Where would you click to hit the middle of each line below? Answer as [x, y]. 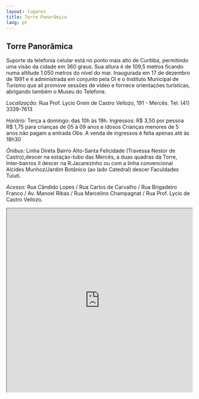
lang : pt [17, 22]
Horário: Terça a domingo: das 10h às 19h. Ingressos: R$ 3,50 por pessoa [95, 120]
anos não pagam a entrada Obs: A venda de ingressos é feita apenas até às [98, 133]
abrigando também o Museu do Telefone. [56, 92]
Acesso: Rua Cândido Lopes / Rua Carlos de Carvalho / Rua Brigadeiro [92, 187]
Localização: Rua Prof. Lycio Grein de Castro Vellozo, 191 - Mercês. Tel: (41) [98, 103]
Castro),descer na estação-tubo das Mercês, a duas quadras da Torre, [92, 157]
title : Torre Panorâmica [37, 17]
